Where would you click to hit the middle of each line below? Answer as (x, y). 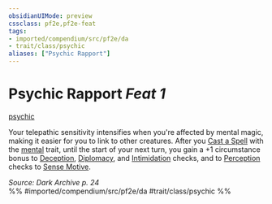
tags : (17, 31)
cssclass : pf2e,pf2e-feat (52, 24)
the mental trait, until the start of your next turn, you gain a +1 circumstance (135, 149)
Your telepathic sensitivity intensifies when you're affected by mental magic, (136, 132)
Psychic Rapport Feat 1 (87, 94)
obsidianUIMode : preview (50, 16)
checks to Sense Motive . (50, 167)
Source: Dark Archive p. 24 (54, 182)
